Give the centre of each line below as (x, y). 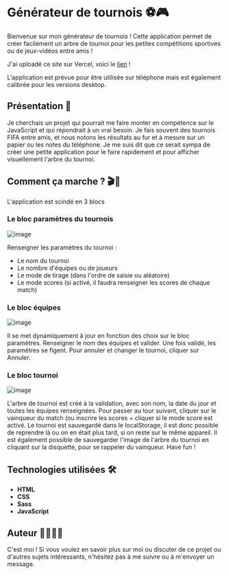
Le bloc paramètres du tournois (60, 219)
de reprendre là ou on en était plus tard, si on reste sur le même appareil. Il (112, 432)
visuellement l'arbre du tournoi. (51, 159)
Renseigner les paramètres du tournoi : (62, 247)
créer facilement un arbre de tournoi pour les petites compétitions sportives (114, 43)
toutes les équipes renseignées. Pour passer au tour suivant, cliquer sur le (112, 411)
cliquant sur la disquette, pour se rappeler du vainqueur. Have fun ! (102, 447)
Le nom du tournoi (43, 260)
